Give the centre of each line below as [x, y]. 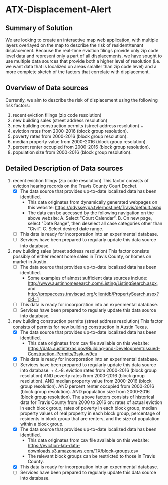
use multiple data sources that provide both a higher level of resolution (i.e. [83, 61]
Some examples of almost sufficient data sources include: [88, 278]
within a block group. [42, 424]
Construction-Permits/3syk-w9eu [62, 354]
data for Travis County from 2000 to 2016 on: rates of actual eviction [91, 402]
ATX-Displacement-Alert [58, 9]
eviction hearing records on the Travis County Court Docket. [75, 186]
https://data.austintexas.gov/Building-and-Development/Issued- [94, 349]
